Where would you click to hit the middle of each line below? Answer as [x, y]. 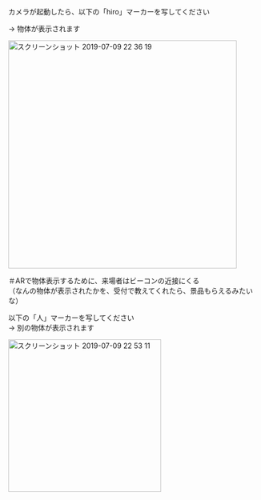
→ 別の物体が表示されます [51, 328]
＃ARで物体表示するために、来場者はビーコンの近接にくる [104, 281]
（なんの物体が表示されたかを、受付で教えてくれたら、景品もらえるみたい [131, 291]
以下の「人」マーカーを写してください [71, 318]
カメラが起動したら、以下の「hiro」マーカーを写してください [109, 12]
